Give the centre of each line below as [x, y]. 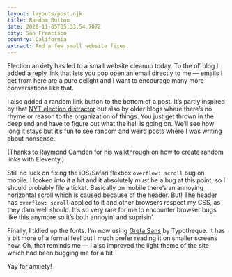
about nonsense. [31, 138]
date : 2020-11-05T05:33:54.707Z [54, 26]
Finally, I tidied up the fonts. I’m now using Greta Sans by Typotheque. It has [116, 231]
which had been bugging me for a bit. [61, 253]
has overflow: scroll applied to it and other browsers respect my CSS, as [114, 202]
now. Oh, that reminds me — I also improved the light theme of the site [108, 245]
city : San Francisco [37, 33]
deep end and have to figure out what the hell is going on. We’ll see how [111, 124]
